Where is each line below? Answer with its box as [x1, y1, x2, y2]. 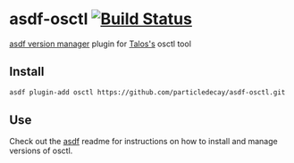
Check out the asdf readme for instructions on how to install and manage [9, 136, 279, 147]
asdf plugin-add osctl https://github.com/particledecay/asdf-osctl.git [9, 87, 286, 97]
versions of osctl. [9, 145, 73, 156]
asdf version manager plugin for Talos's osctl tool [9, 38, 192, 49]
